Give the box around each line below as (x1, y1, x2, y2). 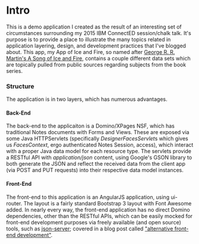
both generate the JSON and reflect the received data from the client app (6, 160, 186, 167)
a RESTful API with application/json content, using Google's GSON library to (6, 154, 192, 161)
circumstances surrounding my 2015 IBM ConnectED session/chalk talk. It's (6, 29, 191, 36)
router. (6, 199, 23, 207)
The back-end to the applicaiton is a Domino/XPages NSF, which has (6, 122, 175, 129)
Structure (6, 82, 34, 90)
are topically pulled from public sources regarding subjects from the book (6, 61, 187, 68)
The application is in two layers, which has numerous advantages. (6, 96, 168, 103)
